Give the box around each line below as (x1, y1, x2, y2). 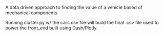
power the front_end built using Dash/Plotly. (5, 25, 98, 31)
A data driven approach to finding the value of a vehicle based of (5, 5, 142, 10)
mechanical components (5, 10, 57, 16)
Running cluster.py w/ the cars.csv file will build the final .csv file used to (5, 20, 159, 25)
